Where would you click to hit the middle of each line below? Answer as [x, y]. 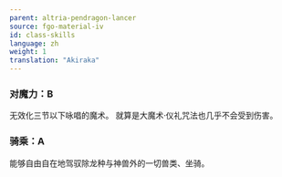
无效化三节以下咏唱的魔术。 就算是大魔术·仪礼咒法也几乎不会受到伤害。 [144, 116]
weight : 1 [28, 52]
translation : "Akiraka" [55, 60]
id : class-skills [42, 35]
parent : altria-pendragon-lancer [73, 18]
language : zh [34, 43]
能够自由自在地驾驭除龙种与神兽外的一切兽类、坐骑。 [110, 163]
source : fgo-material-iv [57, 26]
